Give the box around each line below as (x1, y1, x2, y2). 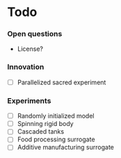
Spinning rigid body (17, 120, 74, 128)
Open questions (7, 29, 63, 39)
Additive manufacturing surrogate (17, 143, 115, 152)
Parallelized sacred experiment (17, 78, 106, 86)
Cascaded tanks (17, 127, 65, 136)
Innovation (7, 62, 45, 72)
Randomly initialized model (17, 112, 95, 120)
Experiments (7, 95, 51, 105)
